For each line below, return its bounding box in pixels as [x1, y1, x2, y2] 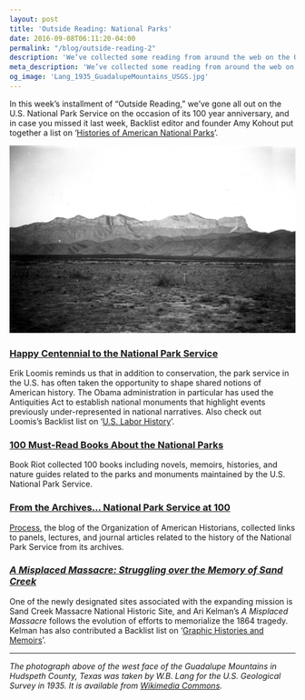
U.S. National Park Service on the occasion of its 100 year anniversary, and [9, 107, 290, 118]
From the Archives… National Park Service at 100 [9, 501, 231, 514]
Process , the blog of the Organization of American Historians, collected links [9, 522, 296, 533]
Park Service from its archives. [9, 541, 124, 552]
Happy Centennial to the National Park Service [9, 346, 219, 359]
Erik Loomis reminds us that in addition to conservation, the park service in [9, 367, 290, 378]
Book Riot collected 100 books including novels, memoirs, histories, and [9, 459, 279, 470]
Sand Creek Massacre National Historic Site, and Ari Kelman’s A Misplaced [9, 605, 289, 616]
